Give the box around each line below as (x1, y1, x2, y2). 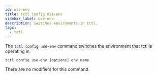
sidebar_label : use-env (5, 16, 54, 21)
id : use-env (5, 7, 30, 12)
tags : (5, 25, 16, 30)
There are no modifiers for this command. (5, 66, 90, 72)
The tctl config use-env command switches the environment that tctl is (5, 43, 153, 49)
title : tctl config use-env (5, 12, 63, 17)
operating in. (5, 48, 31, 54)
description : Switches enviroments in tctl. (5, 20, 98, 26)
